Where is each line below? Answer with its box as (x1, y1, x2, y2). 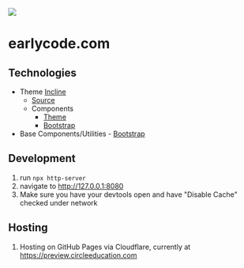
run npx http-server (19, 172, 86, 182)
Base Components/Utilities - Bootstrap (19, 129, 145, 138)
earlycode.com (8, 35, 111, 53)
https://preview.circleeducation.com (19, 250, 137, 260)
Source (31, 96, 55, 104)
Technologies (8, 66, 77, 79)
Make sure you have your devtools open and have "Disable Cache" (19, 190, 238, 199)
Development (8, 152, 77, 165)
